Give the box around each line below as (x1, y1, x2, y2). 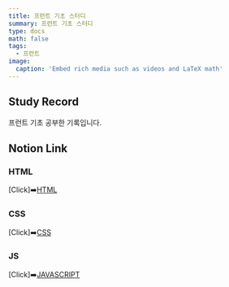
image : (8, 58, 31, 66)
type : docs (8, 27, 45, 35)
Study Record (8, 95, 80, 109)
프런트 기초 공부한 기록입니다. (8, 117, 102, 127)
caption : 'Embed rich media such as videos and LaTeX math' (15, 65, 223, 73)
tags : (8, 42, 27, 50)
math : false (8, 34, 49, 43)
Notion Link (8, 141, 68, 155)
